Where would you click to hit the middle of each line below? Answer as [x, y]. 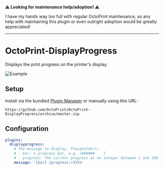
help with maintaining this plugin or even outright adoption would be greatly [81, 22]
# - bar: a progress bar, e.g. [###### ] [60, 153]
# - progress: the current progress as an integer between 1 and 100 [86, 158]
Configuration [27, 129]
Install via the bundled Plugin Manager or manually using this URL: [72, 101]
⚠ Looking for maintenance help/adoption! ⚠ [52, 7]
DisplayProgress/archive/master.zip [42, 114]
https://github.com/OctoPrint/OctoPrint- [48, 110]
